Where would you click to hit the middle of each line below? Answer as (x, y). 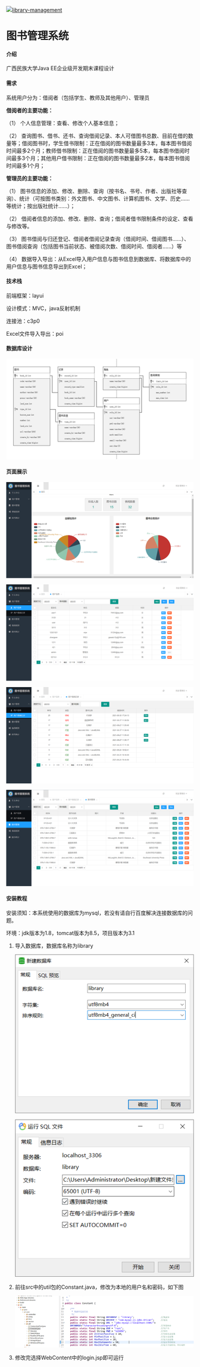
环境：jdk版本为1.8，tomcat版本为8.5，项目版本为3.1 (71, 933)
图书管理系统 (38, 36)
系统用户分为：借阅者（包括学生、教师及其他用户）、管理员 (78, 97)
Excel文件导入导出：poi (35, 333)
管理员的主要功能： (30, 178)
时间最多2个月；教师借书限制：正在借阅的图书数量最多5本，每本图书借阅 (95, 151)
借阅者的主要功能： (30, 110)
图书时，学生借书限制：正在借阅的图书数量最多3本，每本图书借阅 (112, 143)
